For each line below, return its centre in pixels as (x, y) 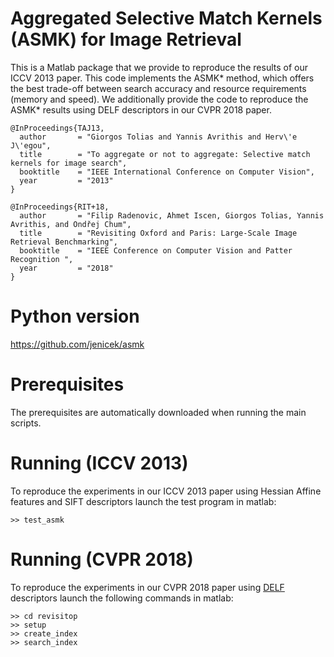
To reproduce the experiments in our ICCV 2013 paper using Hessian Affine (166, 491)
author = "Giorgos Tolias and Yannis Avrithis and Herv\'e (158, 137)
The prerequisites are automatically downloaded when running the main (158, 412)
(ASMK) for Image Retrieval (126, 39)
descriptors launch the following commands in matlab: (122, 598)
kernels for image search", (69, 163)
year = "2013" (66, 180)
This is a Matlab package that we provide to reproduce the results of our (159, 67)
